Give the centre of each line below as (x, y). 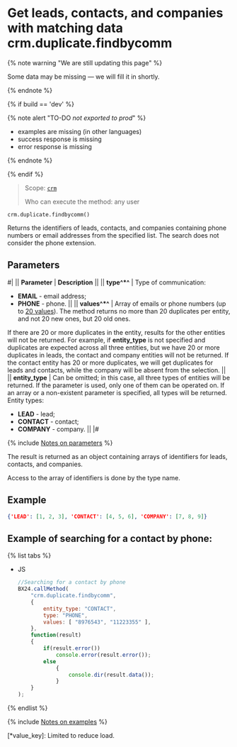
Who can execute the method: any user (82, 201)
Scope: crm (41, 188)
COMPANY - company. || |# (58, 429)
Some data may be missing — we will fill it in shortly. (84, 77)
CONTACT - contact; (48, 421)
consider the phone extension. (52, 243)
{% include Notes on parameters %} (60, 443)
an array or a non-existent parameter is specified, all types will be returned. (117, 392)
